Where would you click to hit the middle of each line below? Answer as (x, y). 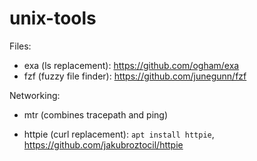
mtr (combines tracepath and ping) (95, 114)
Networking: (35, 95)
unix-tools (53, 18)
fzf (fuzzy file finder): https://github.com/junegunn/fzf (135, 76)
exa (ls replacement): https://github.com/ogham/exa (131, 65)
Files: (20, 46)
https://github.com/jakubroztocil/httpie (103, 144)
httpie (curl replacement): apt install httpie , (119, 134)
